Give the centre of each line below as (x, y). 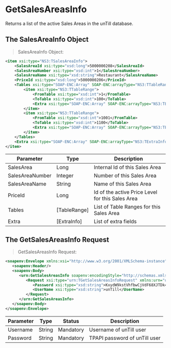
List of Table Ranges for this (127, 207)
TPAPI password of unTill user (125, 338)
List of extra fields (115, 222)
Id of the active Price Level (126, 192)
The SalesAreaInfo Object (47, 39)
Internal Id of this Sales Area (127, 168)
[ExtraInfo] (69, 222)
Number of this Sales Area (125, 176)
